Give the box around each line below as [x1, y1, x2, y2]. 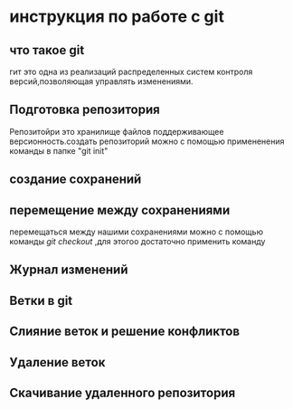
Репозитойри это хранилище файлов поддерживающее [9, 126, 224, 137]
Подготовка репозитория [9, 102, 160, 118]
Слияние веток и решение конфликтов [9, 324, 241, 339]
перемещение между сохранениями [9, 202, 231, 218]
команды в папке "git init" [9, 145, 109, 156]
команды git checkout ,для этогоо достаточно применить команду [9, 236, 266, 247]
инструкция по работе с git [9, 6, 224, 27]
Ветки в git [9, 292, 73, 309]
